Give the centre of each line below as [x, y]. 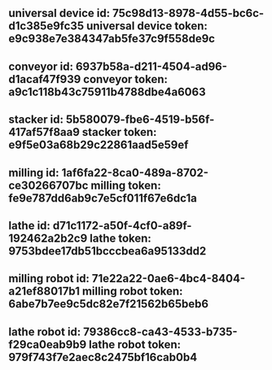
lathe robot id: [45, 331]
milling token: [126, 185]
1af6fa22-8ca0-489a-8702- [135, 173]
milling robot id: [49, 279]
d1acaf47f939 [45, 79]
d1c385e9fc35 [46, 26]
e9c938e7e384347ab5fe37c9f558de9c [112, 39]
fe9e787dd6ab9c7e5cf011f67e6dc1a [103, 198]
